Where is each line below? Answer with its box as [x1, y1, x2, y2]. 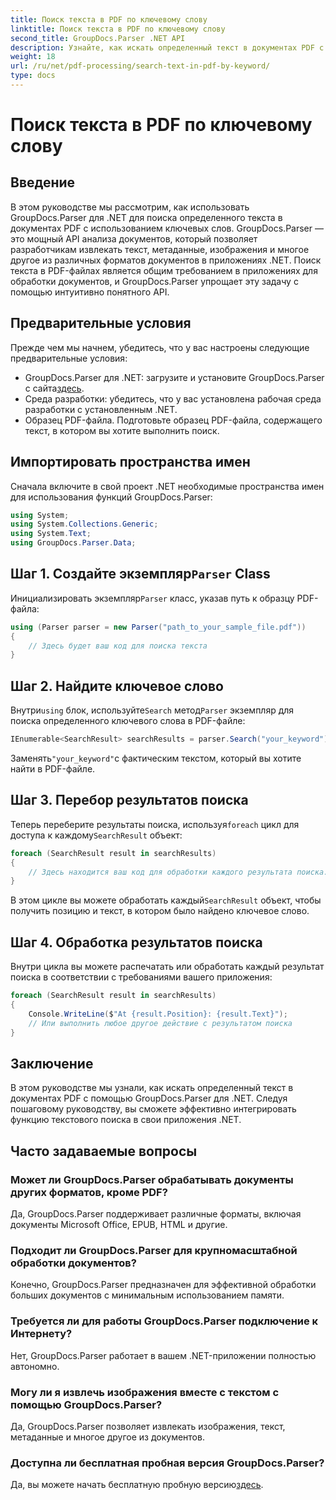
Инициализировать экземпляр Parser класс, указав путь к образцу [10, 592, 295, 604]
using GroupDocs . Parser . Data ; [10, 538, 137, 548]
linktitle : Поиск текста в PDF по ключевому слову [10, 24, 226, 34]
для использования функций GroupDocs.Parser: [10, 491, 213, 503]
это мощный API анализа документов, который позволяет [10, 232, 258, 245]
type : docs [10, 71, 56, 81]
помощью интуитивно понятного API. [10, 286, 170, 298]
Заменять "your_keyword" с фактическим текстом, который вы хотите [10, 752, 302, 764]
